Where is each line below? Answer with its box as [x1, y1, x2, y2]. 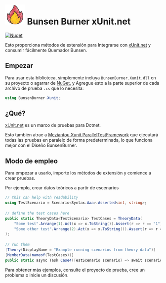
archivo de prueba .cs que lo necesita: [5, 85, 84, 91]
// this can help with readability [5, 195, 79, 200]
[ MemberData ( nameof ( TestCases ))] [5, 252, 74, 257]
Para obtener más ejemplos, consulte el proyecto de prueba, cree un [5, 267, 145, 273]
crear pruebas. [5, 175, 36, 181]
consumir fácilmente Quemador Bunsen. [5, 47, 87, 53]
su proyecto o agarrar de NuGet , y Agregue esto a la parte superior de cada [5, 80, 160, 86]
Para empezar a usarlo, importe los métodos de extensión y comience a [5, 170, 152, 176]
